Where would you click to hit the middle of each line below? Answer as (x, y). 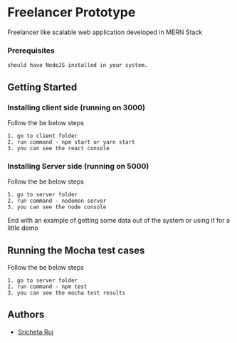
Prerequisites (31, 51)
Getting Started (42, 87)
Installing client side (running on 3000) (77, 107)
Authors (26, 315)
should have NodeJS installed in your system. (78, 65)
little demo (23, 228)
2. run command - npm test (47, 287)
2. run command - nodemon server (57, 201)
